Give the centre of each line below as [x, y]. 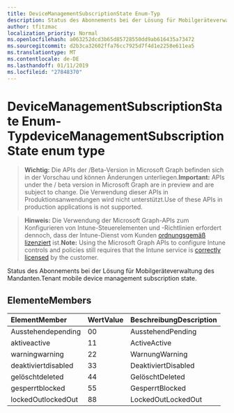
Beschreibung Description [173, 320]
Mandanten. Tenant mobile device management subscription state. [102, 279]
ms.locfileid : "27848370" [45, 72]
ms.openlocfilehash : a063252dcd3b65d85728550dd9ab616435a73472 [101, 40]
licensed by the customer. [61, 258]
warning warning [37, 354]
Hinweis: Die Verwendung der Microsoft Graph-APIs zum [107, 221]
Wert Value [106, 320]
